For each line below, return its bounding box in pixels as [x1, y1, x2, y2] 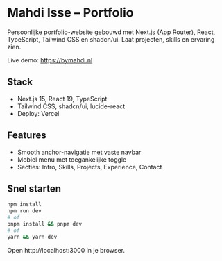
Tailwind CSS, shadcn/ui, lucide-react [17, 102, 126, 110]
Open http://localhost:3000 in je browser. [7, 246, 125, 254]
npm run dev [7, 208, 42, 214]
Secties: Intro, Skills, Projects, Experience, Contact [17, 162, 162, 171]
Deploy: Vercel [17, 109, 60, 117]
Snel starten [7, 183, 61, 194]
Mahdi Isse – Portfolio [7, 5, 134, 21]
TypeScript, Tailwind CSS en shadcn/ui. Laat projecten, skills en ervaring [7, 35, 215, 43]
